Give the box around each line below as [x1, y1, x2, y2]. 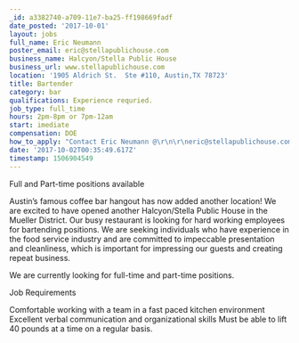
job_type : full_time [9, 104, 86, 113]
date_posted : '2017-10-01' [9, 21, 109, 30]
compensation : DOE [9, 129, 77, 138]
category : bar [9, 87, 62, 96]
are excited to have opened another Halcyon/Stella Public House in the [9, 205, 269, 216]
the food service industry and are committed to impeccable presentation [9, 233, 275, 244]
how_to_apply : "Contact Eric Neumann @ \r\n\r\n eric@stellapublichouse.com [9, 137, 293, 146]
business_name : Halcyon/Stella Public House [9, 54, 177, 63]
